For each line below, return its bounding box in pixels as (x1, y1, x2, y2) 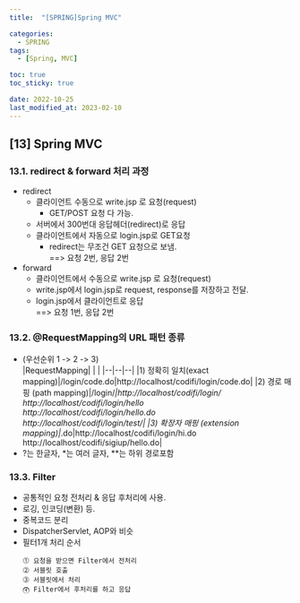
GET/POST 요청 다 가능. (48, 208, 134, 219)
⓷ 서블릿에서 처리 (21, 575, 81, 584)
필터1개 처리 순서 (21, 537, 81, 547)
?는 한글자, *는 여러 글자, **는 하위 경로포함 (21, 447, 175, 458)
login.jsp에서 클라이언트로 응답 (35, 296, 144, 306)
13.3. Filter (9, 470, 56, 483)
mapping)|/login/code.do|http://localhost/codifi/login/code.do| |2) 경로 (21, 375, 282, 386)
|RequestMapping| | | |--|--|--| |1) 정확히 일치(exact (21, 365, 210, 375)
